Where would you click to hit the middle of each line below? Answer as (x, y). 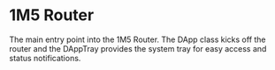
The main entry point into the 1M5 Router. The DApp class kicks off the (138, 39)
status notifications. (45, 58)
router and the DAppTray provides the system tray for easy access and (138, 48)
